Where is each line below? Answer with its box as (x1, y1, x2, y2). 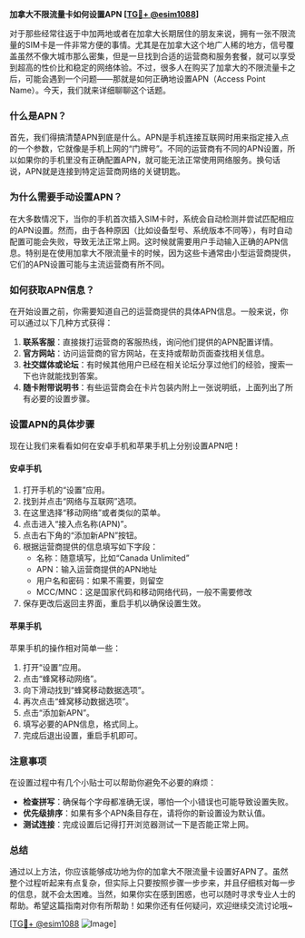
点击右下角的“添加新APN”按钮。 (22, 530, 143, 541)
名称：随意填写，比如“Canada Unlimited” (35, 552, 190, 563)
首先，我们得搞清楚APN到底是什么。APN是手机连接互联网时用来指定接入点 (9, 132, 290, 143)
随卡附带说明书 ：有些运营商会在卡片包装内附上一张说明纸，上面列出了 (22, 381, 286, 393)
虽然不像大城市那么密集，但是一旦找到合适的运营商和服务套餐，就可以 (16, 51, 280, 62)
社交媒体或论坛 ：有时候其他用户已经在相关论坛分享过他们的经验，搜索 (22, 358, 286, 370)
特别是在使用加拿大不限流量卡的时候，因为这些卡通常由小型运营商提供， (25, 247, 296, 258)
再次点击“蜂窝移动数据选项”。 (22, 696, 134, 707)
